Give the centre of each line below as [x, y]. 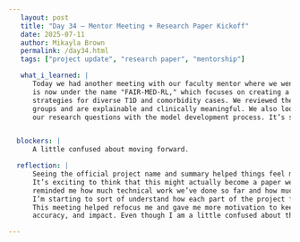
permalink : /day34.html [64, 51]
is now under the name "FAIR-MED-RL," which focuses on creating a [161, 92]
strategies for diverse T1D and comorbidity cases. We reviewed [154, 100]
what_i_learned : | [55, 76]
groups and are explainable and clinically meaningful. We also [154, 108]
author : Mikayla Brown [62, 43]
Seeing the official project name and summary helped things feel [159, 174]
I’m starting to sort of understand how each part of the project [159, 199]
